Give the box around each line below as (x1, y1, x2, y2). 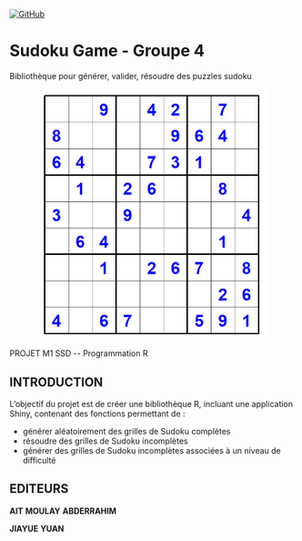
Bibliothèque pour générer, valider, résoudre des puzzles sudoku (9, 70, 252, 81)
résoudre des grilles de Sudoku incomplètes (22, 435, 188, 446)
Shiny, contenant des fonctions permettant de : (9, 408, 186, 419)
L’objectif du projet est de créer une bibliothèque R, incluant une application (9, 399, 294, 410)
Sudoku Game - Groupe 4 (9, 41, 205, 61)
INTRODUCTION (9, 374, 104, 390)
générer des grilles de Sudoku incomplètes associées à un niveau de (22, 445, 282, 456)
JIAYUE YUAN (9, 523, 65, 534)
